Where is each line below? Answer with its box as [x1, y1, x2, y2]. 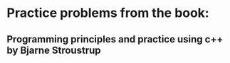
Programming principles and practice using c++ [6, 33, 224, 45]
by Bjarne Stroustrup [6, 44, 101, 56]
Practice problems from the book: [6, 5, 209, 21]
